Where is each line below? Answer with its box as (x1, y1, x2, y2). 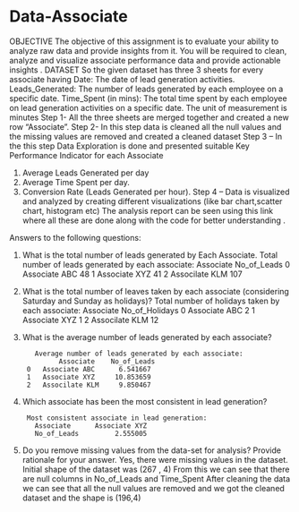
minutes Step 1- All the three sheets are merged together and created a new (9, 112, 289, 123)
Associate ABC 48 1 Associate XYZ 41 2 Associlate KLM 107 (21, 269, 243, 279)
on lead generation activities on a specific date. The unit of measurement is (9, 102, 288, 113)
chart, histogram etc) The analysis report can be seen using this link (21, 205, 274, 216)
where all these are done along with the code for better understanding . (21, 215, 286, 226)
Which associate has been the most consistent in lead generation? (21, 396, 268, 406)
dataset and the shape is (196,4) (21, 492, 141, 503)
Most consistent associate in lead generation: (26, 414, 208, 422)
